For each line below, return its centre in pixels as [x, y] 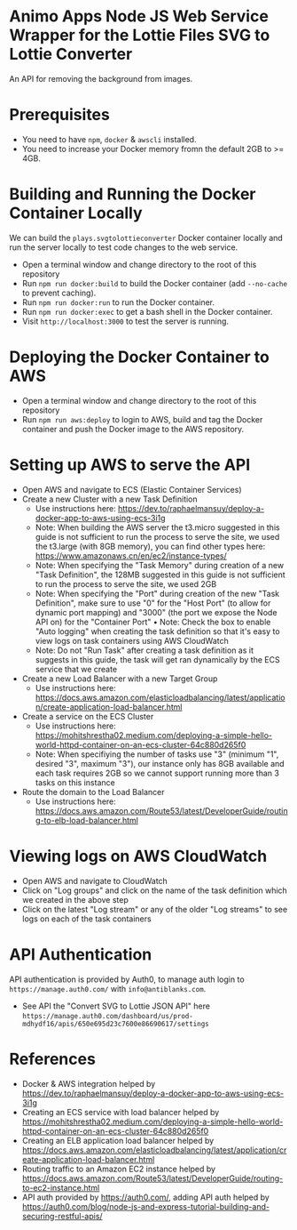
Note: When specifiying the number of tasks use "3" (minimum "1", [157, 754]
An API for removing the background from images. [101, 78]
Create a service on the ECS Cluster [88, 716]
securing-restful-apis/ [63, 1216]
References [52, 1059]
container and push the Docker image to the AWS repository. [133, 429]
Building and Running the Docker [133, 194]
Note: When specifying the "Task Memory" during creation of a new [160, 565]
